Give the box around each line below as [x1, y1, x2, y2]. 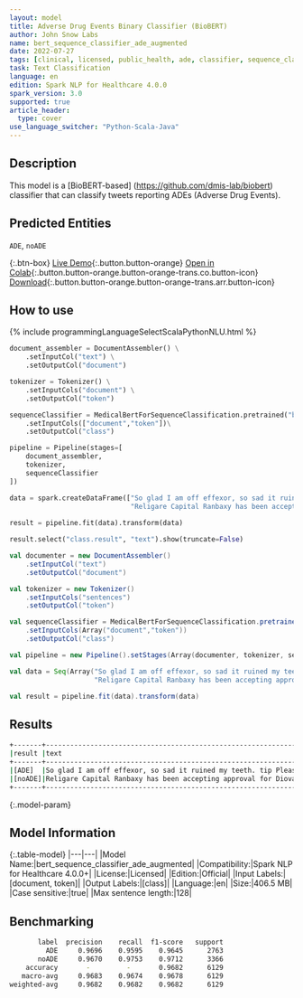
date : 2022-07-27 [9, 47, 75, 56]
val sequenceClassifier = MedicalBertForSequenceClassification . [9, 617, 260, 626]
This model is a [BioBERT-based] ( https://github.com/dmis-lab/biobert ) [9, 180, 273, 191]
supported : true [9, 97, 70, 107]
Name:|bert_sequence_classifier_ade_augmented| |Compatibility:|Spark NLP [9, 859, 293, 870]
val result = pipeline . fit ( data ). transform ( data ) [9, 692, 200, 701]
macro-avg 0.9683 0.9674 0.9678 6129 [21, 971, 224, 981]
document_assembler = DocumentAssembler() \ [9, 344, 179, 353]
